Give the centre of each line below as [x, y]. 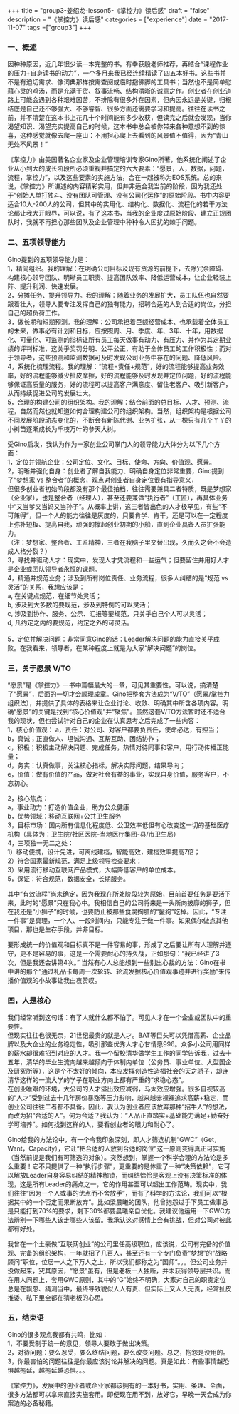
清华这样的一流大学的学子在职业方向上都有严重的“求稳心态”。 [97, 1080]
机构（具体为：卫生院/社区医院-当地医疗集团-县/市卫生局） [94, 834]
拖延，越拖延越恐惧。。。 [54, 1370]
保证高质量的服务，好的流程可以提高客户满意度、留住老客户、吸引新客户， [122, 384]
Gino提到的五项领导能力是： [49, 259]
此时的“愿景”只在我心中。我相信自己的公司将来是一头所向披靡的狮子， [122, 902]
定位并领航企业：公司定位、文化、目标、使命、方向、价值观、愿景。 [116, 462]
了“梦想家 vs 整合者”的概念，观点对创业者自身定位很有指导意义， [102, 480]
